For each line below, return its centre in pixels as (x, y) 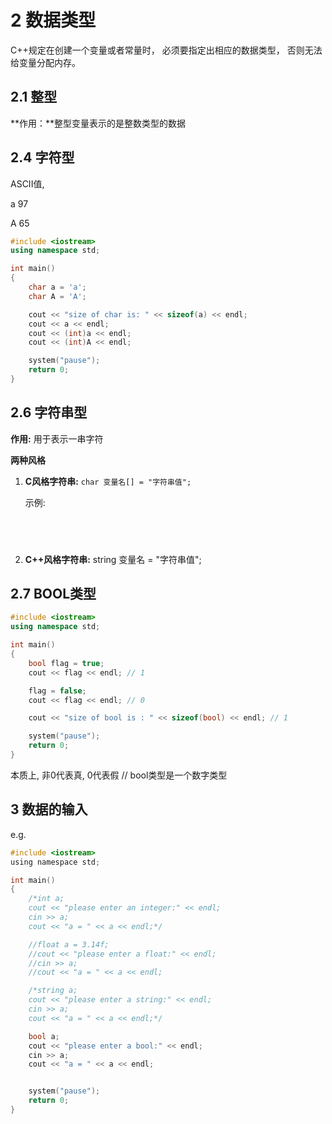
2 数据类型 (53, 20)
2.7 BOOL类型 (53, 594)
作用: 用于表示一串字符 (57, 438)
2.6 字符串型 (49, 412)
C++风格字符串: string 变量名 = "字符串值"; (113, 559)
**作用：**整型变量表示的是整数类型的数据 (98, 123)
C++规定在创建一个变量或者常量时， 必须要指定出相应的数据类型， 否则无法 (166, 50)
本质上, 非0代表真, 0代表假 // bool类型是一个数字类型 (119, 775)
